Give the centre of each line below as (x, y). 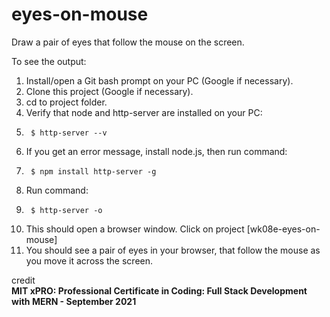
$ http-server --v (69, 133)
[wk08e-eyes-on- (283, 229)
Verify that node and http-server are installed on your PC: (144, 112)
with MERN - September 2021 (74, 301)
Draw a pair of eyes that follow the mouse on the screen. (128, 42)
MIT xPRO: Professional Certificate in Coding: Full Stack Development (159, 290)
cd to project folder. (66, 102)
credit (23, 280)
